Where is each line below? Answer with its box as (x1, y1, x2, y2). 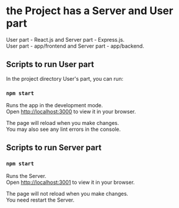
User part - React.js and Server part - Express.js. (6, 36, 125, 43)
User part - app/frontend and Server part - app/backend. (6, 42, 144, 49)
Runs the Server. (6, 172, 47, 179)
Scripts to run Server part (6, 143, 102, 153)
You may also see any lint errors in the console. (6, 126, 121, 133)
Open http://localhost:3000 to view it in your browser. (6, 108, 137, 115)
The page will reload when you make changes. (6, 120, 120, 127)
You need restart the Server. (6, 196, 75, 203)
